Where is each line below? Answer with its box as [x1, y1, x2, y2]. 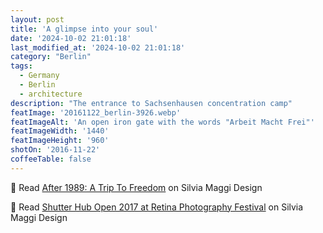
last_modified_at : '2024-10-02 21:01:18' [10, 42, 186, 53]
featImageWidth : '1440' [10, 126, 110, 136]
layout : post [10, 14, 65, 25]
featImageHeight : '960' [10, 136, 110, 146]
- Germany [19, 71, 60, 81]
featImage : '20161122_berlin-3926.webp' [10, 107, 182, 118]
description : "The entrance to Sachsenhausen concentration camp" [10, 98, 293, 108]
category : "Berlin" [10, 52, 92, 62]
